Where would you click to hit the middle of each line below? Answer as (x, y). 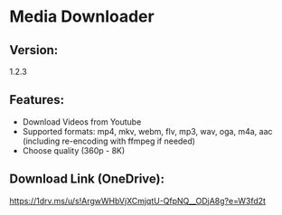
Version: (34, 50)
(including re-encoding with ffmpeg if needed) (109, 141)
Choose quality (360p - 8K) (74, 150)
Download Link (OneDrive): (87, 179)
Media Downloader (82, 17)
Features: (37, 100)
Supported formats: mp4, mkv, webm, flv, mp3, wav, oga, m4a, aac (147, 131)
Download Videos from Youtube (82, 122)
